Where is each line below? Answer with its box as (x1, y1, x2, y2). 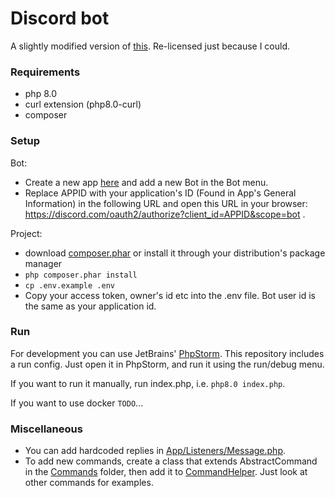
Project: (10, 227, 43, 239)
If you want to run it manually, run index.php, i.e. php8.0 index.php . (10, 377, 286, 389)
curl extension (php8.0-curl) (24, 98, 142, 111)
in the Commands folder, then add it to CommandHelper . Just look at (24, 466, 308, 478)
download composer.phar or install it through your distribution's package (24, 247, 326, 259)
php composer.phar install (24, 270, 138, 280)
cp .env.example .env (24, 280, 115, 291)
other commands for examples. (24, 477, 154, 489)
